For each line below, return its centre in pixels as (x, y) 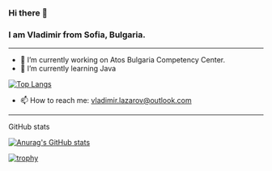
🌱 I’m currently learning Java (68, 69)
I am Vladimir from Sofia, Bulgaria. (77, 34)
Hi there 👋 (28, 13)
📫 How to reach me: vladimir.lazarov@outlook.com (106, 100)
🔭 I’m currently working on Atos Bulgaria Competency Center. (123, 60)
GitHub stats (29, 127)
